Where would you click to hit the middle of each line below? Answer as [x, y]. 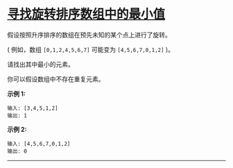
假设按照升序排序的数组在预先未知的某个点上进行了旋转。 [89, 35]
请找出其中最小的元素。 [41, 64]
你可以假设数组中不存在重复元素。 [56, 79]
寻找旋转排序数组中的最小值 [86, 14]
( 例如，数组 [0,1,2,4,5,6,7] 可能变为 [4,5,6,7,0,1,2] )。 [91, 49]
